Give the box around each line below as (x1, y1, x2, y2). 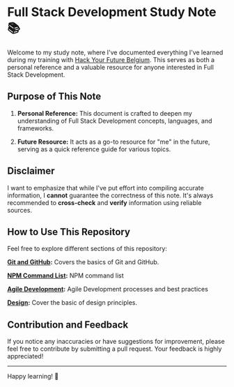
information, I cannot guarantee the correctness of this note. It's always (7, 191, 214, 199)
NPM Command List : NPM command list (7, 271, 124, 280)
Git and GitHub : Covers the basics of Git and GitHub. (7, 258, 159, 266)
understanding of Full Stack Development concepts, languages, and (17, 116, 212, 125)
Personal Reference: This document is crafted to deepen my (17, 109, 193, 117)
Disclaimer (7, 165, 55, 177)
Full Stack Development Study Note (7, 4, 217, 20)
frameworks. (17, 123, 54, 132)
